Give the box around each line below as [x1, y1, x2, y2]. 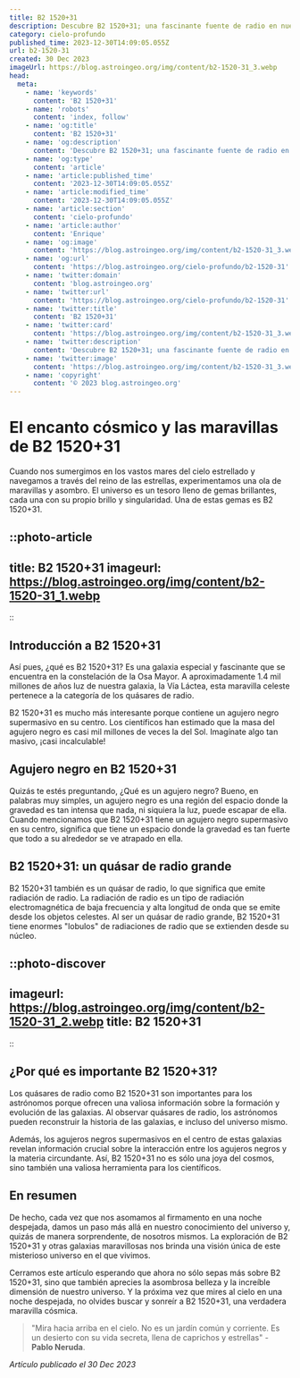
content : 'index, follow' [32, 113, 129, 122]
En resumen [9, 1188, 78, 1204]
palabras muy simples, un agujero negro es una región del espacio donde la [9, 795, 288, 806]
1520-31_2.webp [9, 1014, 104, 1029]
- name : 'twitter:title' [25, 304, 118, 313]
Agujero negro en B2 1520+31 [9, 762, 177, 777]
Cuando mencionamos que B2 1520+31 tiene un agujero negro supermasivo [9, 814, 288, 824]
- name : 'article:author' [25, 221, 122, 230]
